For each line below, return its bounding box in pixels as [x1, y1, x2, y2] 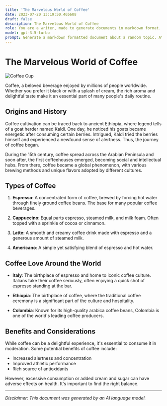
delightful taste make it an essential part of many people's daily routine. [5, 93, 152, 99]
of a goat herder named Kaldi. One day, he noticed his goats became [5, 126, 147, 132]
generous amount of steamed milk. [12, 235, 84, 241]
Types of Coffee [5, 182, 56, 190]
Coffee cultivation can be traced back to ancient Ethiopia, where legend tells [5, 120, 162, 127]
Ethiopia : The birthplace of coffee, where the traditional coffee [12, 293, 141, 299]
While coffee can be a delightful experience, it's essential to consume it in [5, 340, 157, 346]
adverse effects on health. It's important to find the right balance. [5, 381, 139, 387]
